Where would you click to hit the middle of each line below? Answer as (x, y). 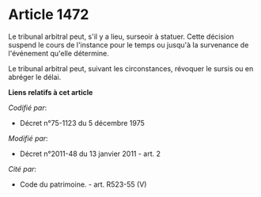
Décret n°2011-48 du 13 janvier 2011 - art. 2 (90, 153)
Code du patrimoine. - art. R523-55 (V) (83, 184)
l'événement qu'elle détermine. (59, 53)
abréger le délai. (35, 77)
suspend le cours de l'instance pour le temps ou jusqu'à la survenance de (129, 44)
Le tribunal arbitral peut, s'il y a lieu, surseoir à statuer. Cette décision (121, 36)
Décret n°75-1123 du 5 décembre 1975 (82, 123)
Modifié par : (28, 138)
